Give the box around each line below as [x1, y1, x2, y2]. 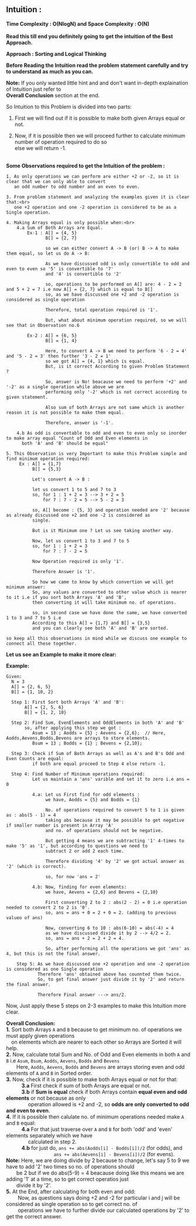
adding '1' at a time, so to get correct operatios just [6, 1176, 129, 1183]
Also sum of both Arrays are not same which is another [45, 404, 184, 410]
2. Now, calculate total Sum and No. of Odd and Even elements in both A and [6, 1051, 191, 1058]
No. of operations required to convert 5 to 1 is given [45, 807, 184, 813]
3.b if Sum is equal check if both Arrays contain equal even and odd [21, 1088, 187, 1095]
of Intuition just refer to [6, 85, 61, 93]
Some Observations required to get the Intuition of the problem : [6, 162, 165, 169]
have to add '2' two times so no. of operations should [6, 1163, 135, 1170]
